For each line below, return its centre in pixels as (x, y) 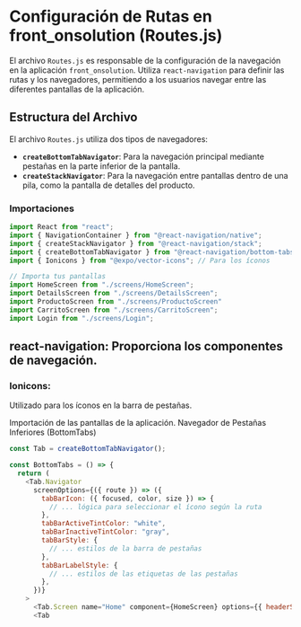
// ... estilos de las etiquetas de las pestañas (144, 574)
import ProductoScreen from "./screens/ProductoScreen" (116, 302)
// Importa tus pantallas (57, 277)
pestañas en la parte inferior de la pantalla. (101, 166)
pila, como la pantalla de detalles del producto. (108, 185)
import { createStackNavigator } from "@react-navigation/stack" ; (136, 243)
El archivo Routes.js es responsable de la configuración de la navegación (145, 60)
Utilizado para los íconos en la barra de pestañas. (101, 405)
